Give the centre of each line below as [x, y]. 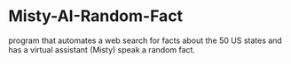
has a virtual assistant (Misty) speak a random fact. [102, 49]
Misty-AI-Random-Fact [96, 16]
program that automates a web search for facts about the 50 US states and [145, 40]
